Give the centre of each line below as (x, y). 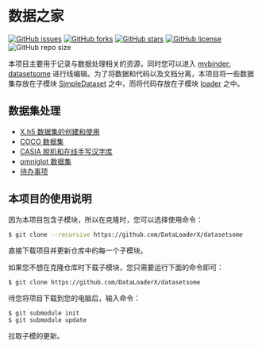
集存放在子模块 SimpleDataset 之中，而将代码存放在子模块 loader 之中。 (126, 83)
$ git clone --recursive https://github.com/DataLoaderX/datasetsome (126, 234)
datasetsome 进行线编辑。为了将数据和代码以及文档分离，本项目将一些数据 (131, 73)
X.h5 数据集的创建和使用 (60, 131)
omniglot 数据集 (46, 161)
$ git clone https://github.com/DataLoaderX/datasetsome (104, 283)
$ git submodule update (48, 320)
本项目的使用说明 (50, 199)
